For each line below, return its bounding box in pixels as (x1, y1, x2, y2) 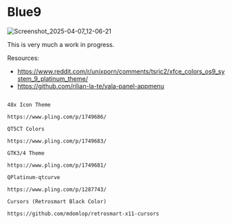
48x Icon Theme (7, 101, 51, 108)
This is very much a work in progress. (7, 40, 115, 48)
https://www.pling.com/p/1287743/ (7, 186, 107, 193)
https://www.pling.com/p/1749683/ (7, 138, 107, 144)
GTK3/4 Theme (7, 149, 45, 156)
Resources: (7, 53, 39, 62)
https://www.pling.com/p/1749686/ (7, 113, 107, 120)
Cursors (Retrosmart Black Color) (7, 198, 107, 205)
